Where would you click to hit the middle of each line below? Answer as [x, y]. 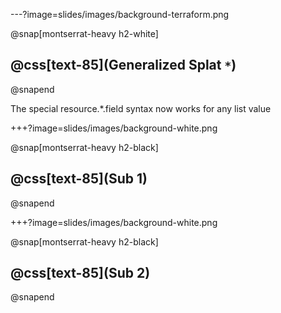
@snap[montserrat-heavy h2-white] [84, 33]
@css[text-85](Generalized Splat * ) [123, 65]
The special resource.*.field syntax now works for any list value [141, 108]
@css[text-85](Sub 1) [79, 179]
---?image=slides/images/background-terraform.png [120, 14]
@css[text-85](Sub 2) [80, 273]
